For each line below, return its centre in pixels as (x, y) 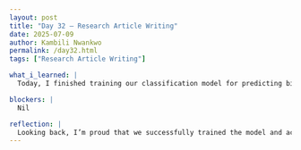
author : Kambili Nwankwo (56, 42)
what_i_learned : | (43, 75)
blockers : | (31, 99)
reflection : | (36, 124)
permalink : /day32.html (54, 51)
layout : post (34, 17)
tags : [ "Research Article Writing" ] (77, 59)
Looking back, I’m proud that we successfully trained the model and (150, 132)
